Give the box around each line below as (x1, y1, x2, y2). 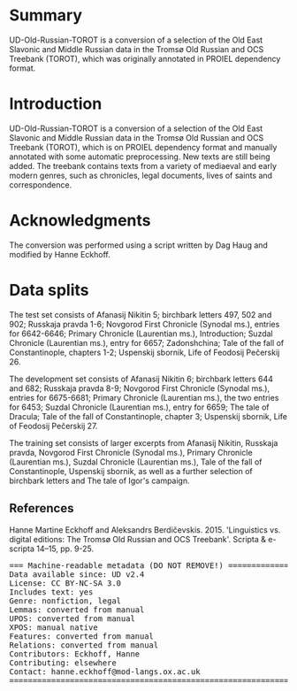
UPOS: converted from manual (9, 613, 135, 624)
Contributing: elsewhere (9, 657, 117, 668)
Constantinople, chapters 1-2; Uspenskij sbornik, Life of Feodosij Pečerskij (9, 347, 280, 357)
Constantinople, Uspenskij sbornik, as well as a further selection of (9, 465, 254, 476)
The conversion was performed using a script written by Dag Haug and (9, 240, 268, 250)
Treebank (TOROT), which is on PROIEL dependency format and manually (9, 142, 278, 152)
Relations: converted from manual (9, 640, 159, 650)
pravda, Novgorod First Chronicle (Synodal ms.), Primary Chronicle (9, 447, 254, 457)
